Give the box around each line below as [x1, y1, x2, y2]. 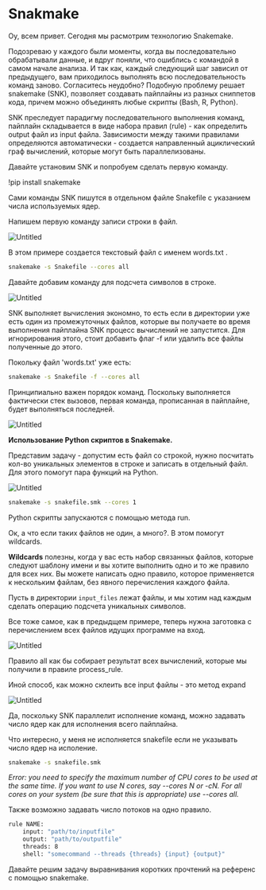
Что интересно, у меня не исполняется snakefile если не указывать [8, 734, 238, 744]
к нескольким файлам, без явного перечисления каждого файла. [8, 577, 230, 587]
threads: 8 [22, 843, 59, 851]
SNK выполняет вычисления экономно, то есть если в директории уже [8, 308, 250, 318]
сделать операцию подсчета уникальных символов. [8, 601, 187, 611]
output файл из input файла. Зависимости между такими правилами [8, 129, 240, 139]
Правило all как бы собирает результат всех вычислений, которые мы [8, 656, 248, 666]
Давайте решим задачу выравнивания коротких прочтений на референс [8, 865, 256, 874]
